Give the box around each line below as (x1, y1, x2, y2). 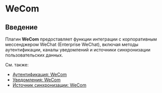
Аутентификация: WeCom (12, 71, 67, 77)
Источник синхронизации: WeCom (12, 82, 87, 88)
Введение (5, 23, 38, 31)
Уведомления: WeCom (12, 77, 61, 82)
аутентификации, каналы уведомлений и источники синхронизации (5, 47, 150, 52)
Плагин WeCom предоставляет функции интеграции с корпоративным (5, 36, 157, 42)
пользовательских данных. (5, 52, 64, 58)
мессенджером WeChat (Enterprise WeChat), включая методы (5, 41, 139, 47)
